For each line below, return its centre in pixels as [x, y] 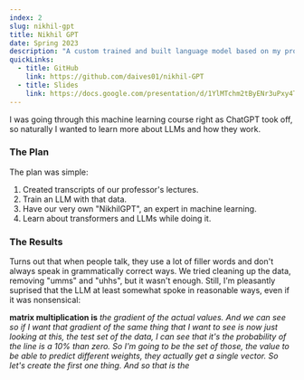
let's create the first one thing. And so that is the [100, 366]
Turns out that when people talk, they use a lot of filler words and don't [142, 261]
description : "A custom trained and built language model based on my [145, 52]
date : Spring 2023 [44, 43]
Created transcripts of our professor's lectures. [110, 189]
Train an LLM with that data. [75, 199]
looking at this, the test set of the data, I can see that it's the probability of [148, 337]
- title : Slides [48, 85]
